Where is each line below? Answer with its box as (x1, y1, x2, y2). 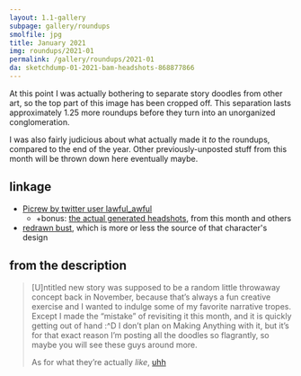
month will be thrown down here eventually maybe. (9, 153, 199, 164)
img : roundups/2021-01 (9, 47, 94, 56)
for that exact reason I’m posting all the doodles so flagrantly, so (31, 329, 270, 340)
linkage (9, 179, 52, 194)
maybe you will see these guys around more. (31, 339, 198, 350)
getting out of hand (31, 320, 103, 331)
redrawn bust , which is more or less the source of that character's (22, 222, 268, 233)
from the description (9, 258, 128, 273)
